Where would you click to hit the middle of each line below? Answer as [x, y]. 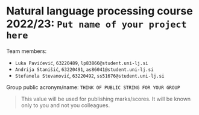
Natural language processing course [99, 11]
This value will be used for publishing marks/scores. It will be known [106, 99]
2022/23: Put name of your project [96, 24]
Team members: [27, 51]
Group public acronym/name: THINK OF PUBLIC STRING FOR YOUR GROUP [93, 87]
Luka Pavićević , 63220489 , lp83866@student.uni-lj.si [82, 63]
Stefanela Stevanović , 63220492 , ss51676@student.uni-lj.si [90, 75]
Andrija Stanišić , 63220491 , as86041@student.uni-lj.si [84, 69]
